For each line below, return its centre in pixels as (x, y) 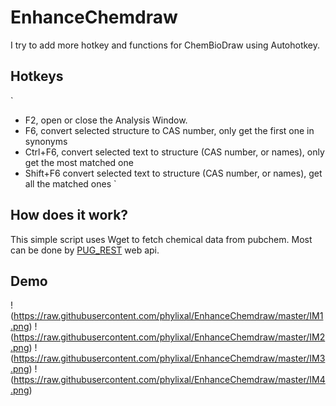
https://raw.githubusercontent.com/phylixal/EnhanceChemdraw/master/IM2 (169, 337)
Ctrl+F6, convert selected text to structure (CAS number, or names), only (174, 152)
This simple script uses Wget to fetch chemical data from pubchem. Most (161, 239)
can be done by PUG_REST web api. (85, 250)
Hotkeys (37, 76)
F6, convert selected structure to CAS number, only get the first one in (169, 130)
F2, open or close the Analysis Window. (106, 120)
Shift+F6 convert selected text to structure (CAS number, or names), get (173, 173)
